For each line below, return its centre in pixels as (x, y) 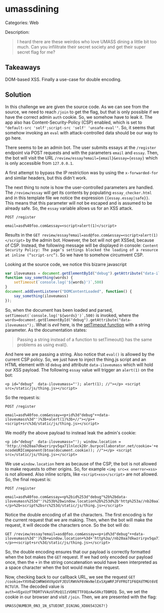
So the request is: (23, 397)
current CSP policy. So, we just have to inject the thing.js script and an (76, 359)
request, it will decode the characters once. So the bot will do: (67, 525)
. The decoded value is (41, 586)
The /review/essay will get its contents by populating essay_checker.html (79, 192)
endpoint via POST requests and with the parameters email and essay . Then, (82, 153)
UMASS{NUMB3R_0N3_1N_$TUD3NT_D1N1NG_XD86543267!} (57, 606)
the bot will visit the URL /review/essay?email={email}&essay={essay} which (81, 158)
